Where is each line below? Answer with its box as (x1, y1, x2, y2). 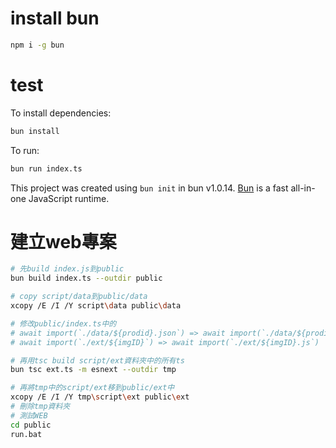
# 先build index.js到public (10, 264, 125, 274)
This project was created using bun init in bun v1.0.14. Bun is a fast (10, 182, 289, 194)
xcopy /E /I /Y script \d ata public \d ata (10, 301, 182, 311)
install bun (10, 7, 100, 30)
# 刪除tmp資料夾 (10, 402, 71, 412)
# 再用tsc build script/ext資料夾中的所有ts (10, 355, 185, 366)
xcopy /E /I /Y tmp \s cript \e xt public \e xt (10, 392, 190, 402)
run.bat (10, 429, 43, 439)
